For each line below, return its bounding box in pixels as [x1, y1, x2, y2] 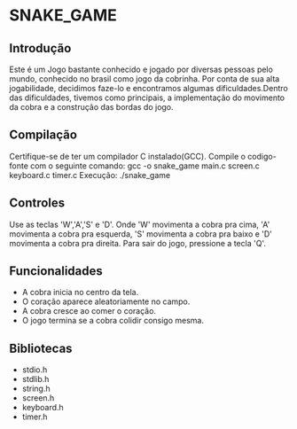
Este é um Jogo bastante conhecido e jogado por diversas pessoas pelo [9, 64, 273, 74]
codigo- [247, 151, 277, 161]
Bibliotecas [9, 340, 73, 355]
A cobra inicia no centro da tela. [21, 287, 139, 298]
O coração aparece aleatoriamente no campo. [21, 296, 191, 307]
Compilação [9, 128, 78, 143]
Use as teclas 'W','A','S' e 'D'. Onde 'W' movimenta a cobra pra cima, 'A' [9, 219, 270, 230]
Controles [9, 196, 66, 211]
